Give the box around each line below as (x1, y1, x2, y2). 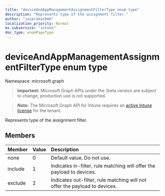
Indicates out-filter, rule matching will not (51, 176, 147, 183)
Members (5, 131, 35, 140)
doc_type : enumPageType (5, 30, 54, 35)
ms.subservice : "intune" (5, 26, 56, 31)
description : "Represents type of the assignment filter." (5, 12, 129, 17)
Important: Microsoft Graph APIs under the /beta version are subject (17, 87, 156, 94)
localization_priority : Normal (5, 21, 69, 26)
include (7, 165, 25, 172)
